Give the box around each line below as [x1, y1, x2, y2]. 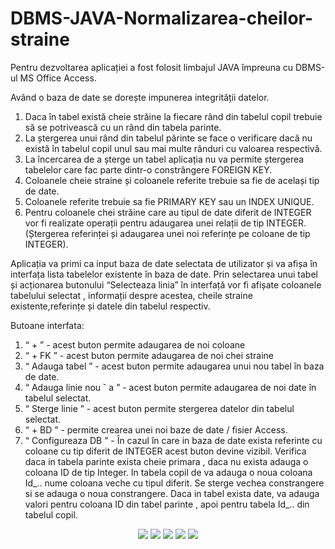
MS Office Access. [19, 72, 97, 84]
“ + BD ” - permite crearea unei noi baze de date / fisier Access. [24, 423, 288, 436]
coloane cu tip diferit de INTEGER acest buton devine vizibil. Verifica [24, 445, 307, 457]
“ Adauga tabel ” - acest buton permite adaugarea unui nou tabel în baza [24, 360, 325, 372]
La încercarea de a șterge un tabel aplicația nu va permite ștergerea [24, 153, 305, 165]
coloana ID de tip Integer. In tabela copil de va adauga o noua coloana [24, 466, 313, 478]
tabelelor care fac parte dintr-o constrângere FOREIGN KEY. [24, 163, 273, 176]
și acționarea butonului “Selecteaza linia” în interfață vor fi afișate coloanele [10, 278, 322, 291]
